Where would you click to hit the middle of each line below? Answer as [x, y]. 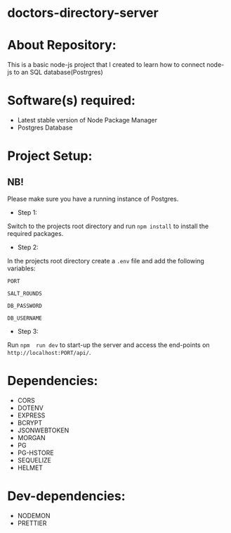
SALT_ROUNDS [25, 294]
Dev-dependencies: [66, 496]
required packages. [35, 234]
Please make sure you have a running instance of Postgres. [93, 199]
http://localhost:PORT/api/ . [49, 353]
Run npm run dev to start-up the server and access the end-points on [108, 345]
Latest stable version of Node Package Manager [87, 120]
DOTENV [30, 408]
